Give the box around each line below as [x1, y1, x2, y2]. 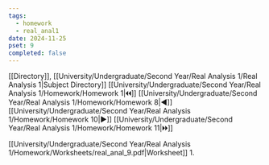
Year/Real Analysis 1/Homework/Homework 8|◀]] [8, 97, 173, 107]
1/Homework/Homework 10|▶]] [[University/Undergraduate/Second [8, 114, 234, 124]
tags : [8, 11, 27, 20]
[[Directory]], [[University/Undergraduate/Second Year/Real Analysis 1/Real [8, 72, 258, 80]
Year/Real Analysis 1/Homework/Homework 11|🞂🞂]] [8, 123, 173, 133]
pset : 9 [8, 42, 35, 50]
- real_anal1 [15, 27, 60, 35]
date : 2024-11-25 [8, 34, 67, 43]
